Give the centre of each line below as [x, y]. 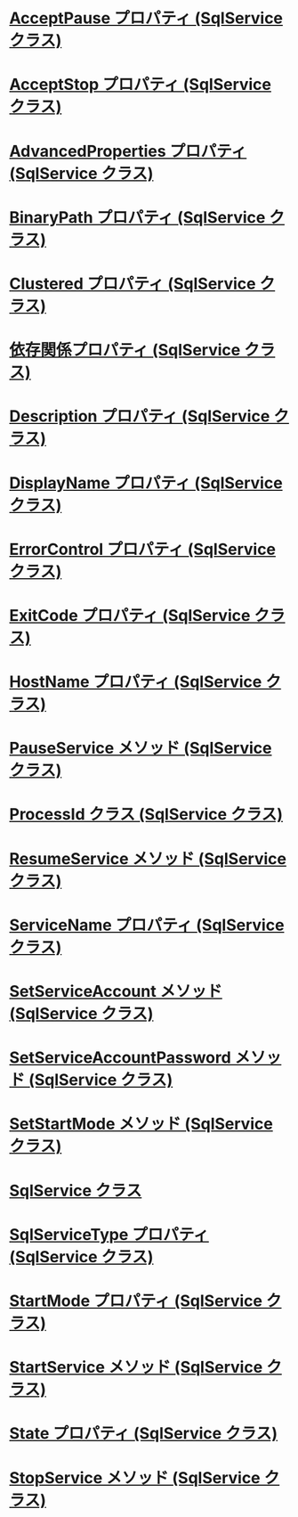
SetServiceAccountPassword [120, 1058]
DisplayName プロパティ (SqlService [146, 483]
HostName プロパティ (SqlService [136, 682]
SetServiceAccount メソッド [116, 991]
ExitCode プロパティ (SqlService [130, 615]
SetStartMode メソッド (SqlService [141, 1124]
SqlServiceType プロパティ [109, 1234]
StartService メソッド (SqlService [136, 1367]
